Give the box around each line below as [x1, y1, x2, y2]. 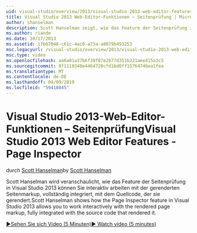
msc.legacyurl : [6, 47, 43, 53]
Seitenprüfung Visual [72, 122, 176, 136]
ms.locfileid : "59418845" [6, 85, 69, 91]
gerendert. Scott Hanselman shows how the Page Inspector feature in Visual [6, 197, 189, 204]
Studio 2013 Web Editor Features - [6, 135, 176, 148]
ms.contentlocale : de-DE [6, 74, 67, 80]
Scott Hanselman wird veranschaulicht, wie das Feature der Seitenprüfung [6, 178, 186, 185]
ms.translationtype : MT [6, 68, 64, 74]
